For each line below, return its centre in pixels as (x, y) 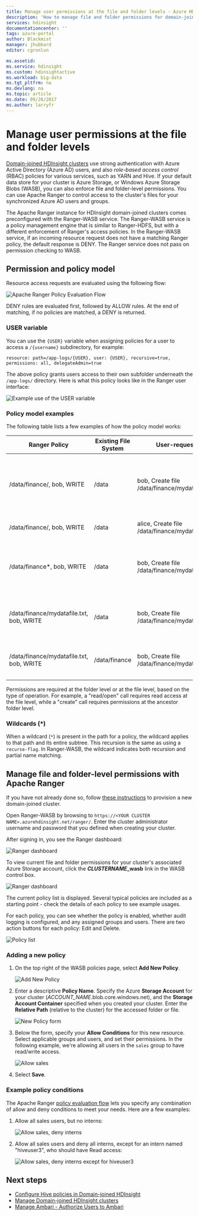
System (113, 448)
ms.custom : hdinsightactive (41, 72)
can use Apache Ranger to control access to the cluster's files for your (92, 195)
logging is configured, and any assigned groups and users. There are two (96, 922)
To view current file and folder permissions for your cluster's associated (94, 862)
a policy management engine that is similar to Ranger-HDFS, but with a (92, 225)
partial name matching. (34, 756)
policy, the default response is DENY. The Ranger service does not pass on (98, 244)
